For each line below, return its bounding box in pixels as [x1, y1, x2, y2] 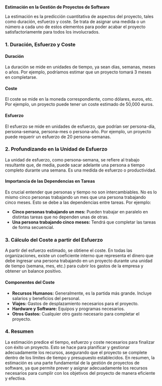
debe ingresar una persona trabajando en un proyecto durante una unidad [5, 258, 153, 264]
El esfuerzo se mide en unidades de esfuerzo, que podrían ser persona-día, [5, 123, 156, 129]
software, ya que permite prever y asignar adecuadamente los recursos [5, 365, 148, 371]
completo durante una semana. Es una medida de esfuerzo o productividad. [5, 167, 156, 173]
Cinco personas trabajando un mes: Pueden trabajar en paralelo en [12, 209, 148, 215]
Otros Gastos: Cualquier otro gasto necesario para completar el [12, 311, 140, 316]
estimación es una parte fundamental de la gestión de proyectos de [5, 360, 140, 366]
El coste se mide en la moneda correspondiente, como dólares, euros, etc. [5, 96, 153, 102]
